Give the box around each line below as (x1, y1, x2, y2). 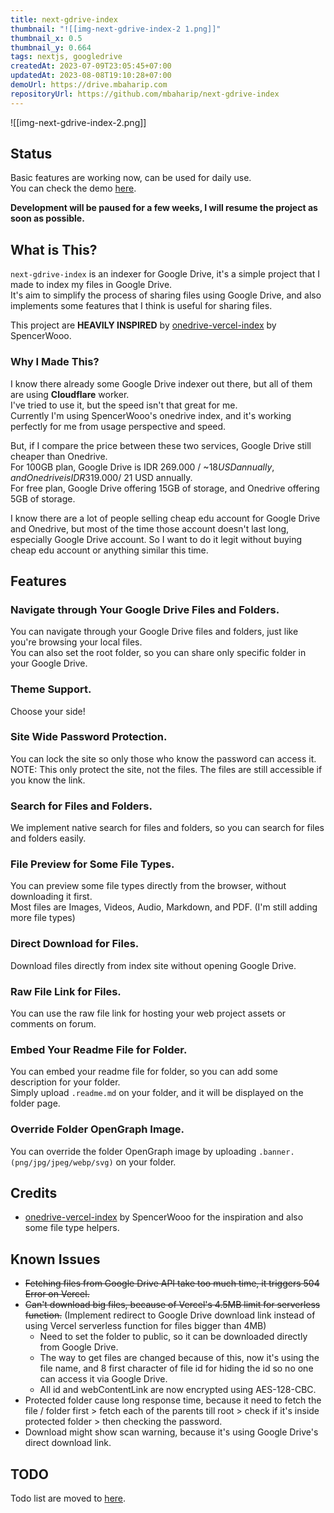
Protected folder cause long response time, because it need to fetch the (24, 1394, 322, 1406)
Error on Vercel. (24, 1288, 90, 1300)
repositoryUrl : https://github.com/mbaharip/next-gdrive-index (10, 89, 280, 99)
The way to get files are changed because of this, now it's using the (39, 1352, 320, 1364)
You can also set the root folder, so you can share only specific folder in (10, 647, 307, 659)
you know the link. (10, 774, 86, 786)
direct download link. (24, 1437, 112, 1449)
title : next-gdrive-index (10, 14, 118, 25)
